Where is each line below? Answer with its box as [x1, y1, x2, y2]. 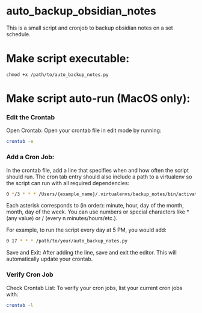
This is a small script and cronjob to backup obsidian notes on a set [6, 24, 173, 31]
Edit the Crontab [6, 113, 55, 121]
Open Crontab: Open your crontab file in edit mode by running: [6, 127, 162, 134]
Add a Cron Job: [6, 153, 55, 161]
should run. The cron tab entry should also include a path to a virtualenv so [6, 173, 192, 180]
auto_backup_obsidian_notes [6, 4, 156, 18]
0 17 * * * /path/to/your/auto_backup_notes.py [6, 238, 128, 244]
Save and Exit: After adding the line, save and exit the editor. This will [6, 249, 177, 256]
